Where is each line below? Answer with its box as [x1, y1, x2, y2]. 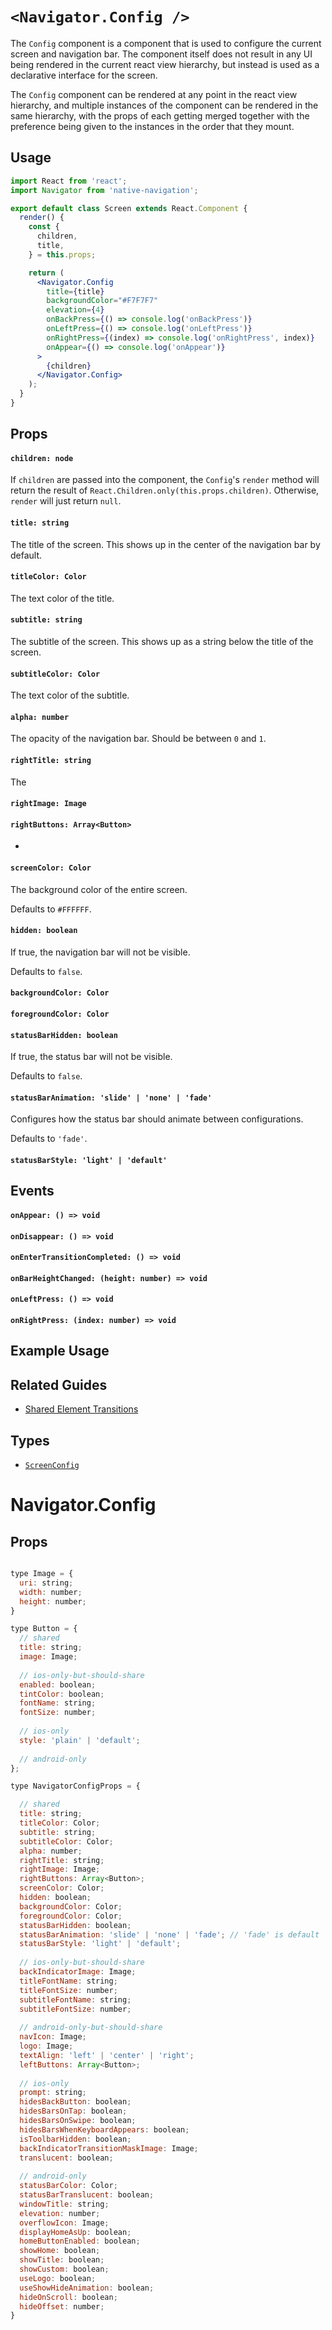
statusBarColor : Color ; [19, 2181, 118, 2191]
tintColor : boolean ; [19, 1689, 105, 1699]
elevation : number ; [19, 2208, 101, 2218]
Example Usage [10, 1343, 110, 1360]
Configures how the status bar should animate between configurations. [10, 1113, 304, 1125]
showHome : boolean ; [19, 2246, 101, 2256]
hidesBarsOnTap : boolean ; [19, 2106, 128, 2117]
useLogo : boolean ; [19, 2273, 97, 2283]
